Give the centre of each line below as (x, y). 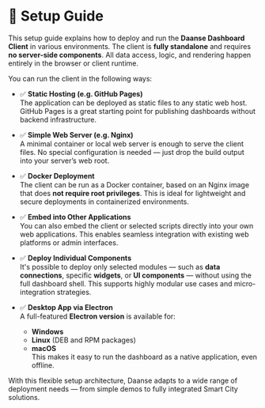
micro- (245, 283)
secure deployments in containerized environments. (104, 202)
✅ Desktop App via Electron (66, 307)
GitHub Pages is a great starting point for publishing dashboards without (137, 111)
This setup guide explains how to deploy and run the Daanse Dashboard (127, 38)
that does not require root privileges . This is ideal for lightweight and (132, 193)
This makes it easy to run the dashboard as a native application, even (144, 357)
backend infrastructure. (58, 119)
